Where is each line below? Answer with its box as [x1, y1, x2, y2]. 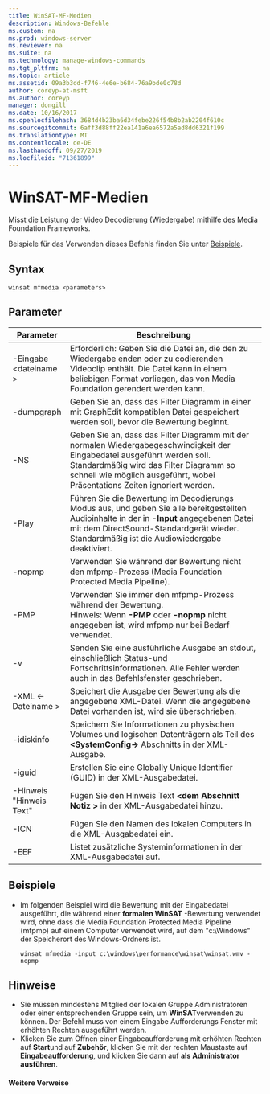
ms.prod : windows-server [8, 34, 92, 43]
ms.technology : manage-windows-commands [8, 57, 146, 65]
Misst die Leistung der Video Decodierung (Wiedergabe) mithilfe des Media [8, 215, 259, 225]
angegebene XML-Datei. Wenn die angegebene [69, 695, 251, 707]
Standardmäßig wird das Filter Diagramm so [69, 459, 235, 470]
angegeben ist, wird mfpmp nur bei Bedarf [69, 619, 231, 630]
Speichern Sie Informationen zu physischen [69, 719, 235, 730]
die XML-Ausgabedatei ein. [69, 828, 174, 839]
